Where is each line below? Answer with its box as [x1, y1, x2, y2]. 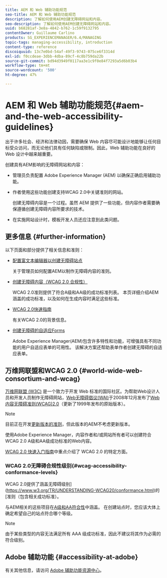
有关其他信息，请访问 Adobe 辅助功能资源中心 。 [5, 567, 105, 573]
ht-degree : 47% [5, 72, 37, 77]
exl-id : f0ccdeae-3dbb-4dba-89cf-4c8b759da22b [5, 53, 104, 59]
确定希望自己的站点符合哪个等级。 [5, 510, 75, 516]
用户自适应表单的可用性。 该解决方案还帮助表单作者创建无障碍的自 [21, 344, 158, 350]
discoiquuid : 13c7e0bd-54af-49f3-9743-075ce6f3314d [5, 49, 115, 54]
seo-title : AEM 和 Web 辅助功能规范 [5, 12, 76, 17]
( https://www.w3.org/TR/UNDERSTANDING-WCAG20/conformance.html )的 [5, 487, 160, 493]
